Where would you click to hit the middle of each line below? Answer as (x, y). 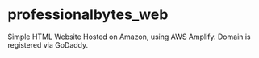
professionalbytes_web (88, 15)
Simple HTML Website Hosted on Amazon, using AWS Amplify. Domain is (129, 37)
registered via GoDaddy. (48, 44)
